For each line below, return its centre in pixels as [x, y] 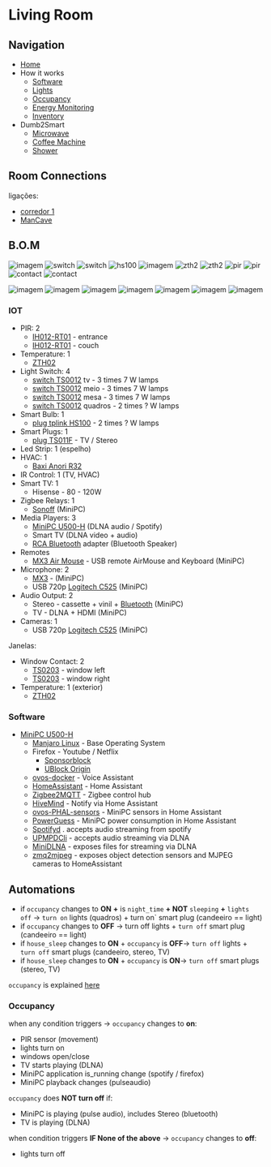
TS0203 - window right [71, 678]
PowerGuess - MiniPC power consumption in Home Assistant [134, 820]
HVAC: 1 [33, 457]
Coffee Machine [59, 142]
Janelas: [22, 645]
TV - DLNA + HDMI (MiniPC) [79, 612]
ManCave [36, 220]
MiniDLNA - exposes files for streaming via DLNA [114, 846]
